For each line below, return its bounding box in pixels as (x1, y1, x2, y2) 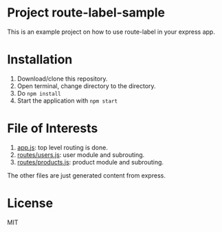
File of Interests (7, 120, 98, 136)
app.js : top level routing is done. (16, 143, 108, 151)
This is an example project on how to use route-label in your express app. (7, 28, 215, 36)
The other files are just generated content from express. (7, 171, 166, 180)
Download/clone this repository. (16, 74, 108, 83)
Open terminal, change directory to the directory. (16, 81, 156, 90)
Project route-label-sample (7, 5, 166, 21)
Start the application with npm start (16, 96, 118, 105)
